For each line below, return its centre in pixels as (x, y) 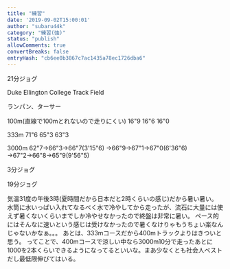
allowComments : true (37, 45)
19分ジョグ (22, 184)
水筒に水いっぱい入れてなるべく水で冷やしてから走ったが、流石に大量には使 (115, 207)
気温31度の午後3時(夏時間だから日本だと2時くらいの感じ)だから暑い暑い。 (112, 198)
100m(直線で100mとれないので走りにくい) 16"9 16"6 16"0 (88, 121)
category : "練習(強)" (36, 33)
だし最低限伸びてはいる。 (43, 259)
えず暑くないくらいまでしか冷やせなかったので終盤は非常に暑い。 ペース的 (113, 215)
